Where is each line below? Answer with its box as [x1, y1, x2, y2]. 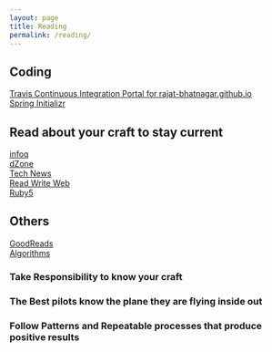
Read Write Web [9, 178, 70, 188]
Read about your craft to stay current [9, 124, 224, 140]
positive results [9, 330, 80, 343]
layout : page [9, 13, 59, 23]
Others [9, 213, 50, 229]
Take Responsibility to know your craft [9, 270, 183, 283]
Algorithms [9, 247, 51, 258]
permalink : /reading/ [9, 30, 92, 39]
